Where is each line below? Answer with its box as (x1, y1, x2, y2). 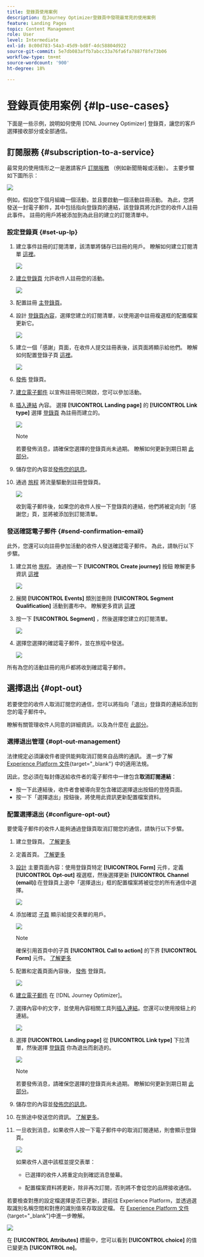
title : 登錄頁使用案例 (7, 9, 58, 15)
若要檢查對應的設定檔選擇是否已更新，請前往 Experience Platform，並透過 (7, 1197, 192, 1204)
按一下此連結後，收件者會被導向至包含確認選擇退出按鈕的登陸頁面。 (15, 786, 186, 793)
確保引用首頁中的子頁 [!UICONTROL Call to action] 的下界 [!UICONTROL (15, 947, 197, 954)
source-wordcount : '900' (7, 60, 70, 66)
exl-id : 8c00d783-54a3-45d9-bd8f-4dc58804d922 (7, 43, 127, 49)
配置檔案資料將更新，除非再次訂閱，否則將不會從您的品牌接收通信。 (24, 1184, 195, 1191)
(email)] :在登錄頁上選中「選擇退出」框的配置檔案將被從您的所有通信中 (15, 879, 191, 887)
